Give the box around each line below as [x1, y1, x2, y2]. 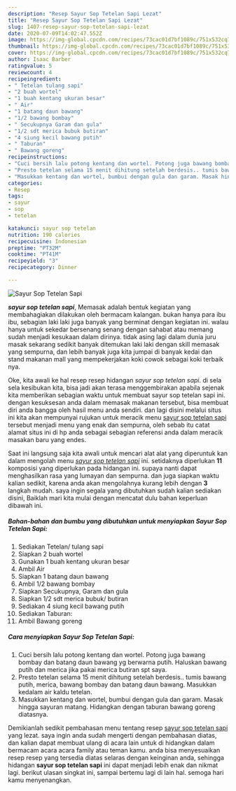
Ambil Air [18, 565, 45, 573]
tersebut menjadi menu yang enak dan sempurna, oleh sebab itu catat [8, 420, 210, 429]
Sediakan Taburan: [18, 609, 73, 617]
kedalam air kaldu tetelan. [18, 687, 93, 696]
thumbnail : [8, 43, 40, 50]
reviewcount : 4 [8, 69, 53, 76]
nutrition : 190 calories [8, 231, 81, 238]
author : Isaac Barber [8, 56, 71, 63]
